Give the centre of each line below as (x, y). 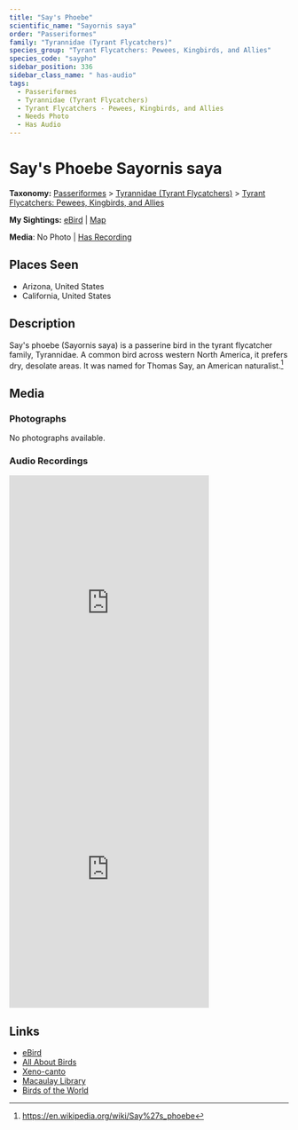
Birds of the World (55, 1090)
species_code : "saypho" (53, 59)
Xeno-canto (44, 1071)
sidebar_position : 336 (51, 67)
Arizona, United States (63, 286)
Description (42, 324)
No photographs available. (57, 438)
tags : (19, 83)
